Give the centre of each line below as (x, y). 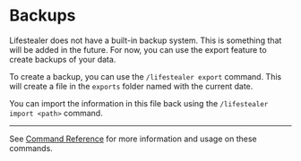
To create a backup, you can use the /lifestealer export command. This (146, 76)
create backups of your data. (63, 59)
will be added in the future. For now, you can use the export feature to (138, 49)
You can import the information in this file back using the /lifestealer (139, 103)
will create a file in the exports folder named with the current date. (131, 86)
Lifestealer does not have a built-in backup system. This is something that (146, 40)
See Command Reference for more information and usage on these (133, 139)
